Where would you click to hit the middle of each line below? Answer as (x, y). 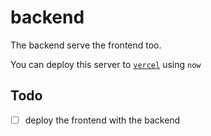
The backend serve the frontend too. (86, 45)
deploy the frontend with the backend (102, 120)
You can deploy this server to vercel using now (106, 64)
